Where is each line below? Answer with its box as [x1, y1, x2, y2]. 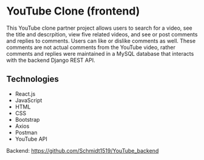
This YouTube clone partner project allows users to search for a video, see [6, 24, 192, 32]
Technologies [6, 74, 59, 84]
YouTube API [15, 135, 47, 142]
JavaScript [15, 96, 42, 104]
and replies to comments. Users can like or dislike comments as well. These [6, 37, 196, 44]
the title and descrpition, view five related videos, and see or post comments [6, 30, 198, 38]
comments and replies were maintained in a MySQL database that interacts [6, 50, 194, 57]
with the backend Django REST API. [6, 56, 95, 64]
